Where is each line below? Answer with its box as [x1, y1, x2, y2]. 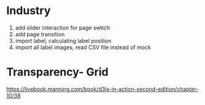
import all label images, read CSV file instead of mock [15, 44, 152, 51]
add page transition [15, 30, 65, 37]
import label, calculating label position [15, 37, 112, 44]
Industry [6, 4, 51, 18]
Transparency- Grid [6, 65, 109, 79]
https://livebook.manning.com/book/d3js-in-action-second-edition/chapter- [6, 85, 199, 93]
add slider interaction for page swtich [15, 24, 110, 31]
